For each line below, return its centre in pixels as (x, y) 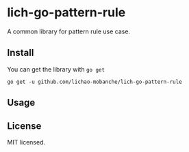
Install (21, 53)
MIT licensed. (26, 142)
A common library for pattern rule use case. (69, 31)
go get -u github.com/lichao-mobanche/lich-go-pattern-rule (95, 82)
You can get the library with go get (56, 69)
